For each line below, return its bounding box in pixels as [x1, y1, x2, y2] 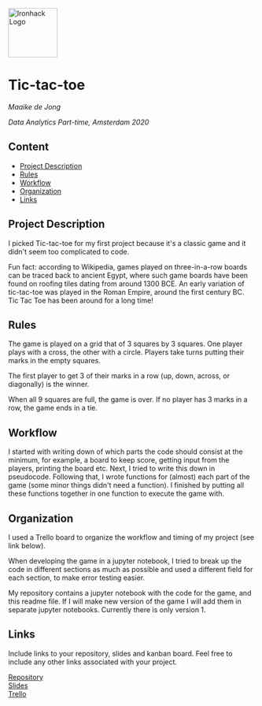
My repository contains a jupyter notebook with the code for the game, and [8, 589, 252, 597]
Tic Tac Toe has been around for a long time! [8, 295, 153, 305]
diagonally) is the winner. [8, 380, 90, 389]
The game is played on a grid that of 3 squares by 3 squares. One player [8, 339, 243, 349]
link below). [8, 541, 46, 550]
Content [8, 140, 50, 154]
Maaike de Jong [8, 102, 61, 111]
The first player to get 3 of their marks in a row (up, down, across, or [8, 371, 231, 381]
